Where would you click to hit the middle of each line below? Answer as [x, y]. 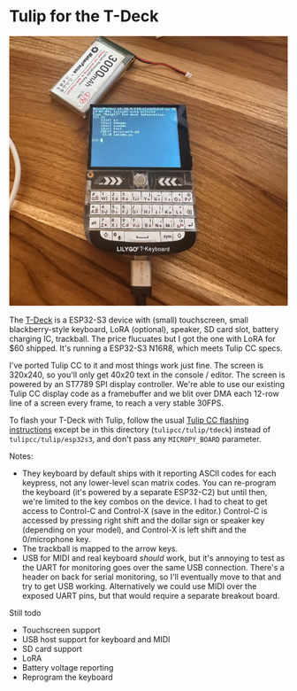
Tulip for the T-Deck [84, 16]
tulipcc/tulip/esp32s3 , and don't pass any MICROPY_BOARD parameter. [136, 439]
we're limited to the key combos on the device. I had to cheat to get [145, 501]
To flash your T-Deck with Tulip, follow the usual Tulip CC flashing [129, 420]
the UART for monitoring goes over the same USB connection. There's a [153, 567]
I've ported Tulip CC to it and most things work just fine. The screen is [136, 365]
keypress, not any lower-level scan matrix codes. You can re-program [149, 482]
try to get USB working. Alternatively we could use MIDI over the [139, 586]
